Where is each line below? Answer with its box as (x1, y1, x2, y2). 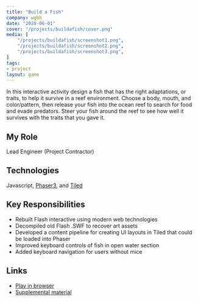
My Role (6, 132, 38, 142)
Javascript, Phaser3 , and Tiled (6, 181, 83, 189)
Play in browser (15, 282, 55, 289)
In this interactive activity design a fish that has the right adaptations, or (6, 88, 186, 95)
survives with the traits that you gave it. (6, 114, 105, 121)
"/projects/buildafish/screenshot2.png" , (17, 43, 124, 49)
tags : (6, 60, 20, 66)
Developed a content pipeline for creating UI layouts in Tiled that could (15, 228, 193, 235)
